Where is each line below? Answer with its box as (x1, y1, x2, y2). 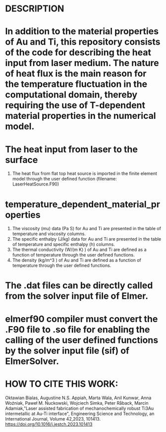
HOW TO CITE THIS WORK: (5, 378, 118, 389)
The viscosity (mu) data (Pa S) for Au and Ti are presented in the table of (12, 226, 161, 232)
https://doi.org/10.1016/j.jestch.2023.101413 (5, 421, 93, 427)
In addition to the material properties (5, 26, 159, 37)
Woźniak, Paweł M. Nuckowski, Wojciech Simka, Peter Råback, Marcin (5, 400, 149, 406)
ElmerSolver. (5, 355, 59, 367)
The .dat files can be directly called (5, 280, 153, 291)
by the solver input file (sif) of (5, 345, 130, 356)
